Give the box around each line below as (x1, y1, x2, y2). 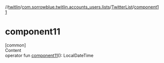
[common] (5, 42, 26, 48)
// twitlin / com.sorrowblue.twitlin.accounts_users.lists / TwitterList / (5, 4, 135, 10)
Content (5, 47, 22, 53)
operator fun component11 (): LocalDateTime (5, 52, 94, 58)
